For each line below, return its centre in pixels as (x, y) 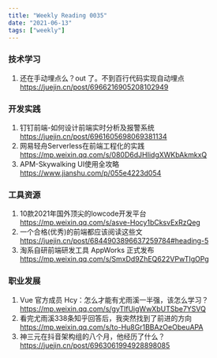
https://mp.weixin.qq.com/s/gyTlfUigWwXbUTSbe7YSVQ (113, 308)
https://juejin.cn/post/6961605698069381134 (93, 136)
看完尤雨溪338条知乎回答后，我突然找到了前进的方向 (105, 318)
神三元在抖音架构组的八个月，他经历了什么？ (92, 336)
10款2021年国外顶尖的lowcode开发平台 (83, 213)
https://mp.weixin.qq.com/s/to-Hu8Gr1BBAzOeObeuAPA (111, 327)
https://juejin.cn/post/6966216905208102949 (94, 87)
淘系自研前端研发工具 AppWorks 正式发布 (87, 251)
